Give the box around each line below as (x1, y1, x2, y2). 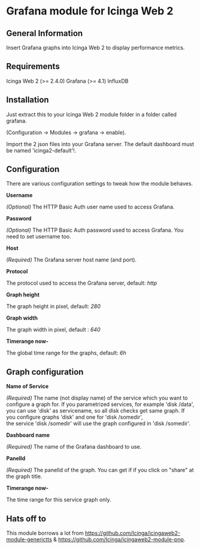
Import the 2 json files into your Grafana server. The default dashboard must (6, 140, 195, 148)
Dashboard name (6, 431, 50, 439)
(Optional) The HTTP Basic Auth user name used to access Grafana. (6, 203, 175, 211)
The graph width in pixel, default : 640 (6, 326, 101, 333)
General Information (6, 28, 83, 38)
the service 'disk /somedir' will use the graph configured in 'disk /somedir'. (6, 420, 190, 427)
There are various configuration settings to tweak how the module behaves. (6, 180, 193, 187)
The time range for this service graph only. (6, 496, 112, 503)
